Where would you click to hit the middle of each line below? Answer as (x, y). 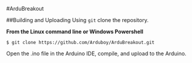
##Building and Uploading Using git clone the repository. (77, 20)
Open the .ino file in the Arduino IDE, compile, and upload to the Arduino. (96, 53)
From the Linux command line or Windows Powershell (75, 31)
